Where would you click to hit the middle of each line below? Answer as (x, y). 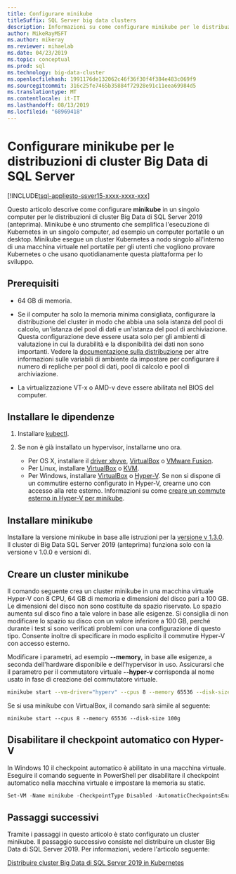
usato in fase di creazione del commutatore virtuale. (83, 679)
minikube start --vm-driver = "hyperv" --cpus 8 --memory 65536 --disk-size (119, 692)
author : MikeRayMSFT (38, 33)
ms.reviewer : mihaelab (40, 46)
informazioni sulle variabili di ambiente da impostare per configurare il (118, 359)
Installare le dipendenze (61, 417)
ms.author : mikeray (36, 40)
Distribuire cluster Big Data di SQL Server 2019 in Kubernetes (96, 863)
